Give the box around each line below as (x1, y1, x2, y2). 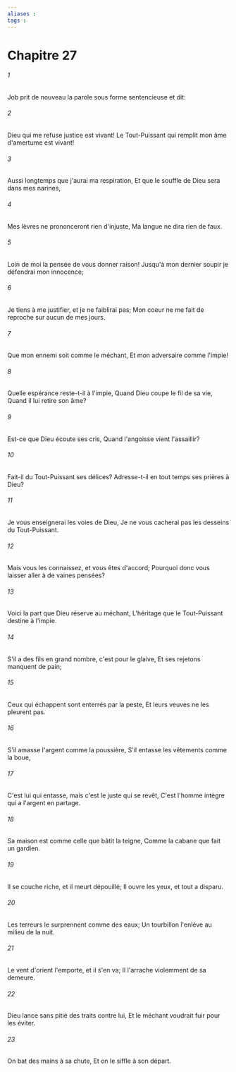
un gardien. (7, 844, 41, 853)
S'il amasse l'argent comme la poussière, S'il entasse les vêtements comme (7, 745, 228, 754)
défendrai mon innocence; (7, 267, 84, 276)
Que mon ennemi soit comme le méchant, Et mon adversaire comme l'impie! (7, 351, 229, 360)
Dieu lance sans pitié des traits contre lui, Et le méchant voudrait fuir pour (7, 1011, 221, 1020)
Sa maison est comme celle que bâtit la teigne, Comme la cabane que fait (7, 837, 221, 845)
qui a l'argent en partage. (7, 799, 81, 807)
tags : (7, 17, 27, 24)
